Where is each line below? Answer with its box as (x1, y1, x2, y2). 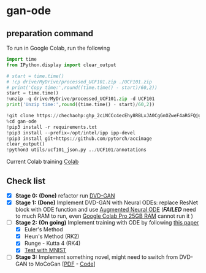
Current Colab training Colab (6, 158, 79, 166)
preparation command (6, 28, 94, 39)
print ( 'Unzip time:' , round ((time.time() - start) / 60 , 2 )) (6, 102, 155, 108)
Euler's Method (24, 226, 63, 233)
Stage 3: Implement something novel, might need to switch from (15, 253, 178, 261)
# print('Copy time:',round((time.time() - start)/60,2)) (6, 84, 158, 91)
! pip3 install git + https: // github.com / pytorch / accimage (6, 136, 152, 142)
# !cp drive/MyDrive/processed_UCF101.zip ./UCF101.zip (6, 79, 152, 85)
